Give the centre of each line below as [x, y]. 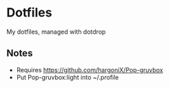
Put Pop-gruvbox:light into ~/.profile [67, 77]
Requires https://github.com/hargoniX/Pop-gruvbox [89, 69]
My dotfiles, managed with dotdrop [56, 32]
